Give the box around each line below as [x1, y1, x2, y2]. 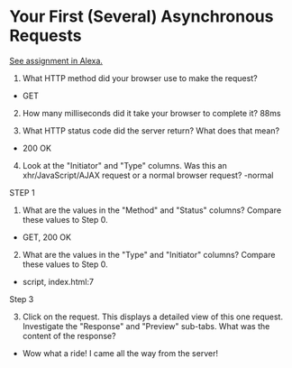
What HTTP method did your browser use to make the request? [22, 72, 259, 83]
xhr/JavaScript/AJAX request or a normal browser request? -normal [22, 170, 274, 180]
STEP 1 [9, 187, 35, 198]
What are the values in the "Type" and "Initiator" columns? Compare [22, 249, 276, 260]
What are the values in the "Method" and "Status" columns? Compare [22, 205, 282, 216]
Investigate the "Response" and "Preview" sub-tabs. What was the [22, 320, 270, 331]
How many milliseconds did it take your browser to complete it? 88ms [22, 107, 281, 118]
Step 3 [9, 293, 34, 304]
